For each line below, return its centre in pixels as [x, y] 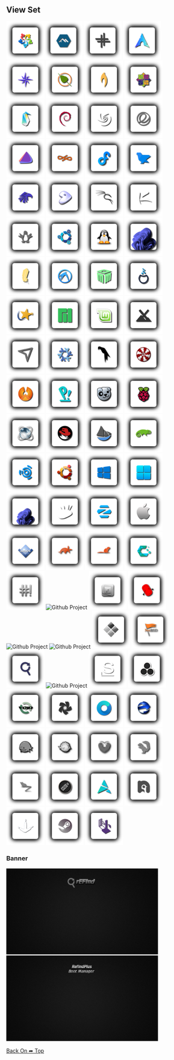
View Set [23, 10]
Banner [17, 858]
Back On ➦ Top [25, 1051]
